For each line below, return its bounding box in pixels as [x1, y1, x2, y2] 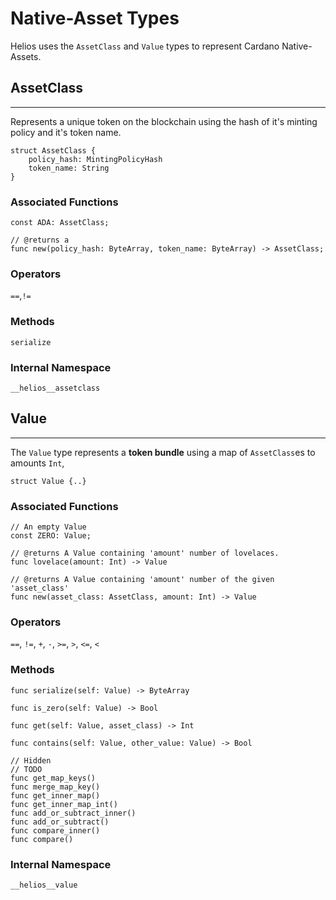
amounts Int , [10, 457, 65, 469]
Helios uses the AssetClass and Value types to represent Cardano [10, 40, 280, 52]
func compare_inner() [10, 825, 101, 836]
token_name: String [28, 163, 110, 173]
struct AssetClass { [10, 145, 97, 156]
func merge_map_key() [10, 782, 101, 792]
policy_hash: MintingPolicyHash [28, 154, 163, 164]
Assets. [10, 50, 42, 62]
